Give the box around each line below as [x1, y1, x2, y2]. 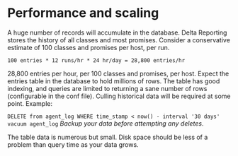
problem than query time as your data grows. [7, 140, 140, 149]
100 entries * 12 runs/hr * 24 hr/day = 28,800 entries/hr [7, 56, 186, 64]
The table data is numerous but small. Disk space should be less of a [7, 133, 208, 141]
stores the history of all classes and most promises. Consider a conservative [7, 35, 230, 44]
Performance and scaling [7, 5, 159, 21]
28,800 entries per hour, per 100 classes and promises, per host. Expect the [7, 69, 229, 78]
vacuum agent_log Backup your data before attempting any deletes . [7, 119, 204, 128]
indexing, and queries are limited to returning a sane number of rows [7, 84, 208, 92]
